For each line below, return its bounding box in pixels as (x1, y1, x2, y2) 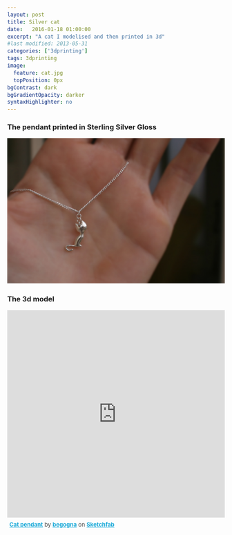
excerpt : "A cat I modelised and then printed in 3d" (7, 33, 166, 40)
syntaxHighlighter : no (7, 99, 72, 106)
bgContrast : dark (7, 84, 57, 91)
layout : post (7, 11, 45, 18)
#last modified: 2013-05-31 (7, 40, 88, 48)
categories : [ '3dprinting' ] (7, 48, 88, 55)
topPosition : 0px (13, 77, 64, 84)
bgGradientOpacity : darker (7, 91, 85, 98)
